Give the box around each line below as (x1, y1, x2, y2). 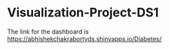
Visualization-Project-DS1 (7, 5, 159, 21)
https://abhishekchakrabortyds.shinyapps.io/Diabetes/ (7, 34, 162, 42)
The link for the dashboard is (7, 27, 89, 36)
